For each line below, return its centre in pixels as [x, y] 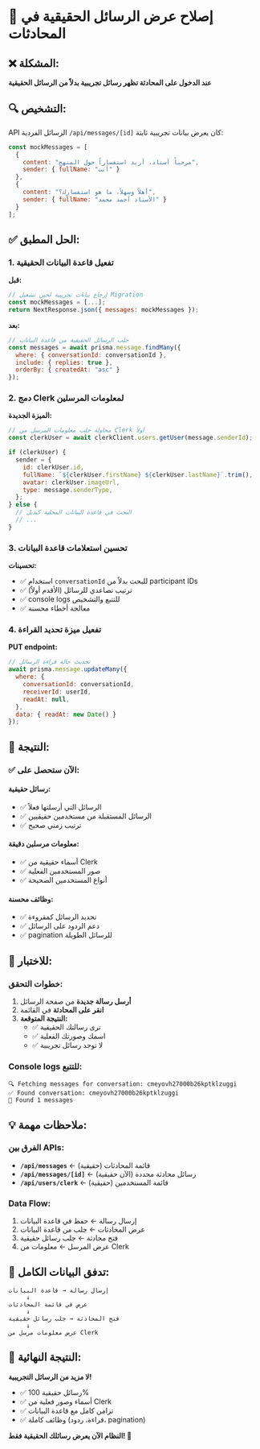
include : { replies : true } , [64, 362]
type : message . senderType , [68, 490]
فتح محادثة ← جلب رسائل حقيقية [69, 1238]
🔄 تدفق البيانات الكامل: [59, 1272]
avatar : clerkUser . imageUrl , [71, 482]
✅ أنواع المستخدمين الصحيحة [63, 880]
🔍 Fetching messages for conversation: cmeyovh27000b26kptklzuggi [123, 1084]
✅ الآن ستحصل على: [44, 770]
